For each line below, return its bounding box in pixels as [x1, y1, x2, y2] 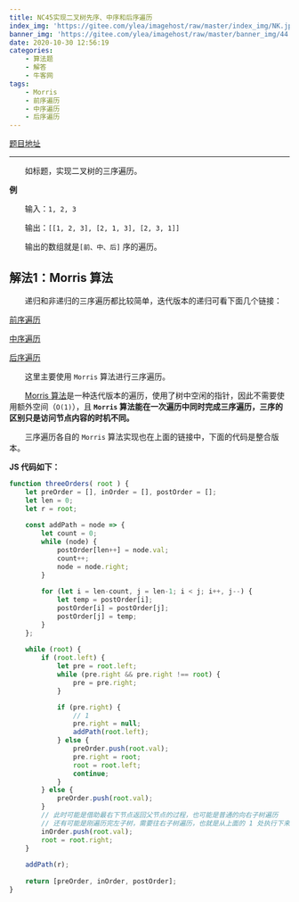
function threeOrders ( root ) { [9, 479, 129, 488]
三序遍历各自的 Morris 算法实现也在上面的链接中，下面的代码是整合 [25, 431, 271, 442]
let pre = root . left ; [56, 662, 138, 671]
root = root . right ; [41, 835, 114, 844]
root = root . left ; [72, 760, 141, 770]
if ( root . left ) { [41, 653, 105, 663]
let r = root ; [25, 504, 77, 513]
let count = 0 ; [41, 529, 98, 538]
